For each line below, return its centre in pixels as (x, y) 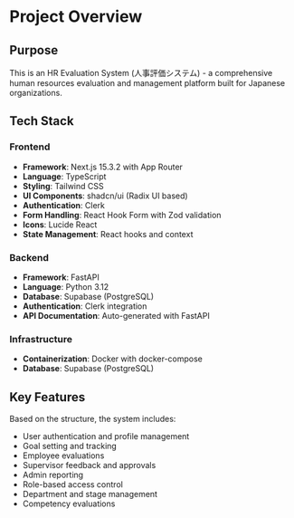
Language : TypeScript (64, 176)
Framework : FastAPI (61, 277)
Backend (29, 257)
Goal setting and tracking (70, 446)
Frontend (30, 147)
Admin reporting (53, 475)
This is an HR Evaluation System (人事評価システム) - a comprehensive (141, 73)
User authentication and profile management (106, 436)
